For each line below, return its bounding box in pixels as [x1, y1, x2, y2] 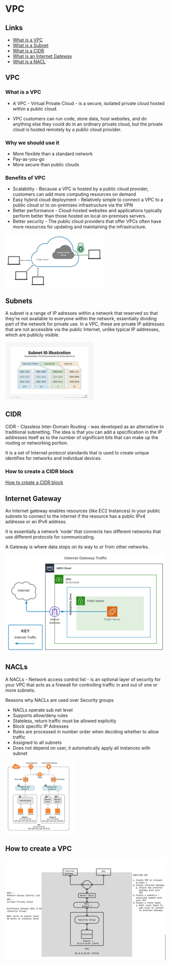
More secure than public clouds [12, 161, 80, 167]
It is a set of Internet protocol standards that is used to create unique [5, 449, 149, 455]
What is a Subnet [12, 42, 49, 48]
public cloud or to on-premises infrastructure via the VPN [12, 202, 133, 208]
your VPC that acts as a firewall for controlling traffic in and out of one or [5, 681, 158, 688]
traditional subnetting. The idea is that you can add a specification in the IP [5, 429, 162, 435]
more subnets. [5, 687, 36, 693]
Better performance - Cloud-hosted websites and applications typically [12, 208, 162, 214]
